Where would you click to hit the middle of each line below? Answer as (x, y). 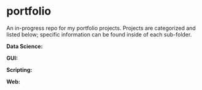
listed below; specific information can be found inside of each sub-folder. (99, 34)
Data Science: (25, 46)
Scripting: (19, 70)
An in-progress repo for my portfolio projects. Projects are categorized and (101, 28)
